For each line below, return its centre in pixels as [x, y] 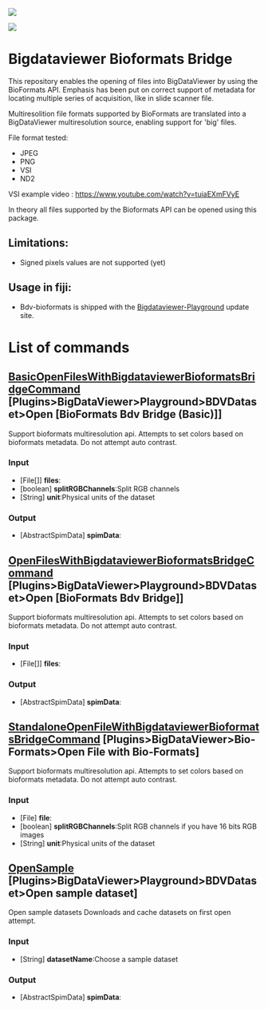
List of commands [69, 347]
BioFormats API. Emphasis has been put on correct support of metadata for [132, 89]
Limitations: [39, 243]
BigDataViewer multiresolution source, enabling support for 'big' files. [122, 122]
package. [24, 218]
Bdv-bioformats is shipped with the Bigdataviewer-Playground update [134, 307]
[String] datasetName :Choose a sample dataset [99, 959]
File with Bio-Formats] [143, 752]
